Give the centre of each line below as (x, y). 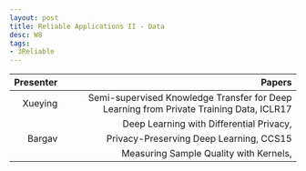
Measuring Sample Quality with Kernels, (207, 154)
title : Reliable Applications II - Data (87, 26)
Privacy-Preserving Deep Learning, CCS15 (199, 139)
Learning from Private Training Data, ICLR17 (198, 109)
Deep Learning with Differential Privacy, (207, 124)
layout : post (34, 18)
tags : (20, 43)
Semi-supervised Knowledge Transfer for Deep (190, 98)
